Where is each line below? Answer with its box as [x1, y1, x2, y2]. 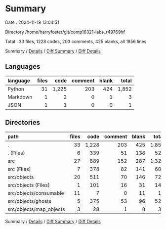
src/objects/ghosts [7, 197, 51, 204]
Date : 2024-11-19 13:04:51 [5, 19, 59, 25]
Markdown [7, 93, 33, 100]
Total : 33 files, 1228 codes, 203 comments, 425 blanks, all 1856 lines [5, 38, 147, 45]
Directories [5, 118, 41, 127]
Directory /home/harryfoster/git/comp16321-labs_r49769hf [5, 29, 125, 35]
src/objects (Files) [7, 182, 50, 188]
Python [7, 85, 25, 92]
